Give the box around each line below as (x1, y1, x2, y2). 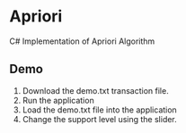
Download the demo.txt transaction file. (22, 85, 169, 96)
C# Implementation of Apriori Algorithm (9, 36, 155, 46)
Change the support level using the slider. (22, 113, 177, 124)
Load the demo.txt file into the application (22, 104, 177, 115)
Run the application (22, 95, 94, 105)
